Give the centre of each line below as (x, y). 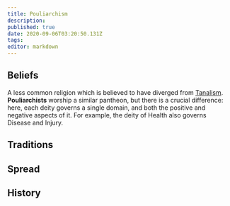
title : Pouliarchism (38, 14)
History (24, 193)
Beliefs (23, 75)
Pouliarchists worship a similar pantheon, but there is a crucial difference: (115, 100)
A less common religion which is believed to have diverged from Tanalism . (115, 92)
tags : (15, 40)
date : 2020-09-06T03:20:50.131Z (55, 34)
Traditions (30, 145)
